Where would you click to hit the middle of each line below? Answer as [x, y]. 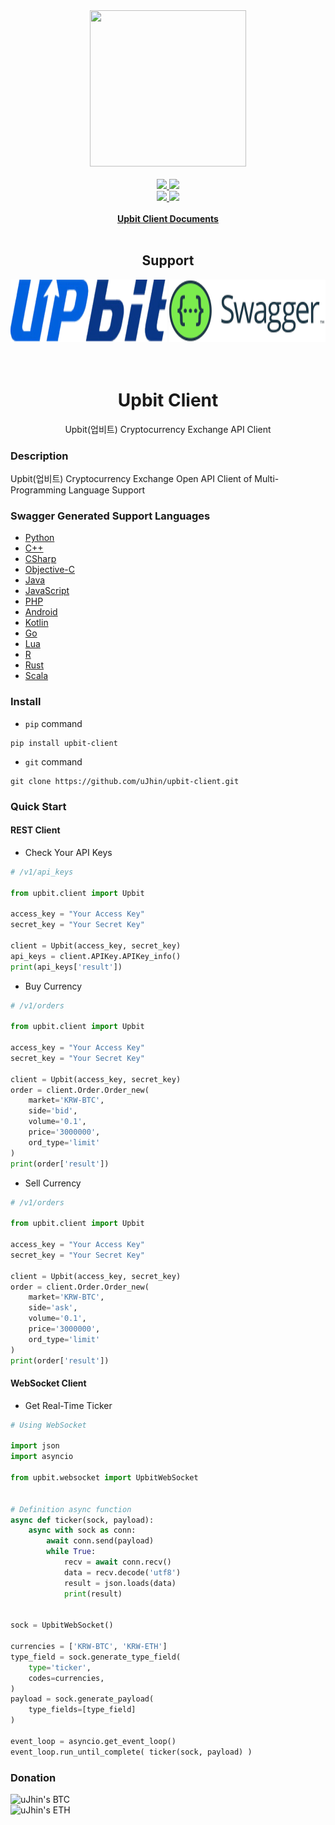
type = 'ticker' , [60, 1667]
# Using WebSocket [48, 1425]
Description [39, 456]
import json [35, 1446]
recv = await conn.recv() [117, 1562]
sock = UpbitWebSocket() [62, 1625]
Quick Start [38, 806]
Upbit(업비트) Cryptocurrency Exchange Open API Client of [131, 479]
